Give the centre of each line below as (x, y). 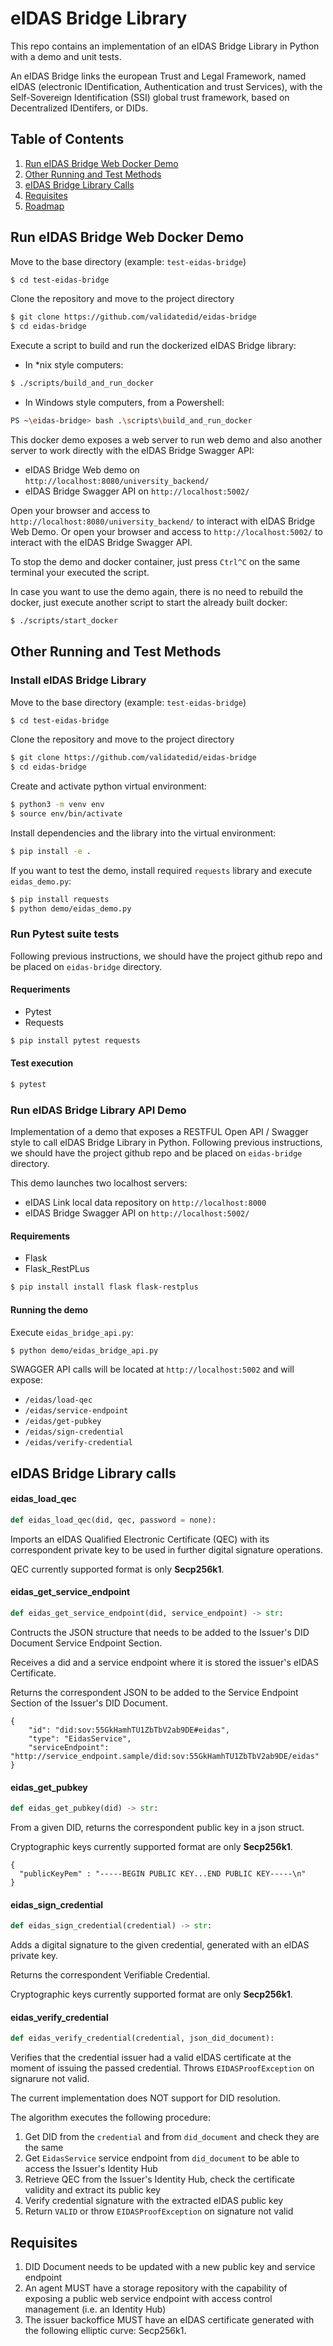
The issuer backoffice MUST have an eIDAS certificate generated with (169, 2320)
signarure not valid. (50, 2079)
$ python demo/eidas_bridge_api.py (84, 1350)
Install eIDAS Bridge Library (78, 680)
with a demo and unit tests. (66, 56)
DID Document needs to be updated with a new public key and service (170, 2266)
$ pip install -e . (51, 851)
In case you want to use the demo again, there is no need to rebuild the (157, 591)
